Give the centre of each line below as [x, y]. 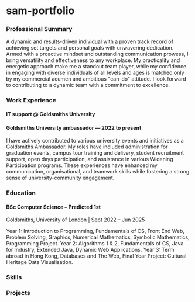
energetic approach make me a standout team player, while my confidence [96, 67]
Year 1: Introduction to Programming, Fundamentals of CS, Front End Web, [95, 231]
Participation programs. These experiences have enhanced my [82, 165]
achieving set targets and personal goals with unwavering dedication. [90, 48]
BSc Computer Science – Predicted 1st [54, 207]
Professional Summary [39, 29]
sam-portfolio [40, 11]
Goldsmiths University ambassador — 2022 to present [74, 127]
